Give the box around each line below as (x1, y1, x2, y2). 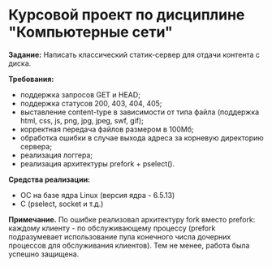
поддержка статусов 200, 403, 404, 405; (19, 98, 162, 108)
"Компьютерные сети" (8, 23, 173, 41)
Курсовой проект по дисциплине (8, 6, 245, 24)
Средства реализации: (8, 174, 91, 184)
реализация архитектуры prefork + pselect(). (19, 158, 175, 168)
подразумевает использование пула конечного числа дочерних (8, 231, 231, 241)
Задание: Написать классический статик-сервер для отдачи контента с (8, 50, 261, 59)
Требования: (8, 74, 54, 84)
